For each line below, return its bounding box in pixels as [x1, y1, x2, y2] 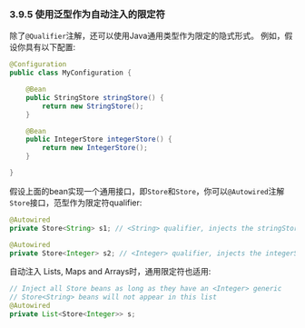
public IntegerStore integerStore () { [25, 134, 172, 144]
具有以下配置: [25, 42, 76, 53]
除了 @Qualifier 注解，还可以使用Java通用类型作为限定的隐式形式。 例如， [9, 30, 285, 42]
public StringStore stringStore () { [25, 93, 165, 102]
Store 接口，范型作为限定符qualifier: [9, 197, 143, 208]
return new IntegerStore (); [42, 144, 148, 153]
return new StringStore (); [42, 102, 144, 111]
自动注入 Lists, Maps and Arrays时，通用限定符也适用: [9, 266, 212, 277]
